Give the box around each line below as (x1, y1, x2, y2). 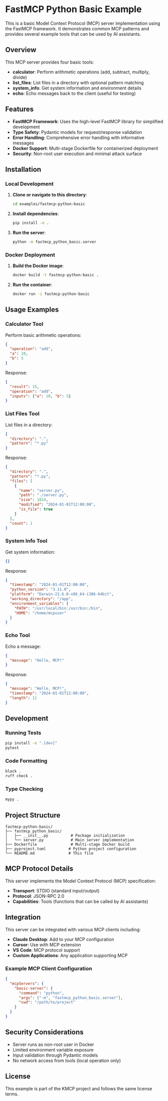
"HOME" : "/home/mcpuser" (14, 610, 67, 616)
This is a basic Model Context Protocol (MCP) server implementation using (5, 20, 160, 26)
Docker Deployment (5, 251, 55, 258)
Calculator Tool (5, 321, 44, 328)
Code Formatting (5, 757, 48, 764)
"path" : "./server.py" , (18, 492, 69, 498)
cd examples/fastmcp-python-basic (12, 202, 85, 207)
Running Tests (5, 729, 41, 736)
